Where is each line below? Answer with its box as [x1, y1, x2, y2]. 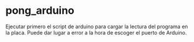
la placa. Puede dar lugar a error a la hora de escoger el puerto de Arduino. [5, 29, 187, 36]
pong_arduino [5, 4, 74, 17]
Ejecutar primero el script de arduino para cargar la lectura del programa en [5, 23, 188, 30]
